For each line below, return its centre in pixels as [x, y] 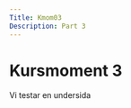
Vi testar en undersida [50, 95]
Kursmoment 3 [66, 71]
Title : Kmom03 [36, 18]
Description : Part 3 [48, 26]
